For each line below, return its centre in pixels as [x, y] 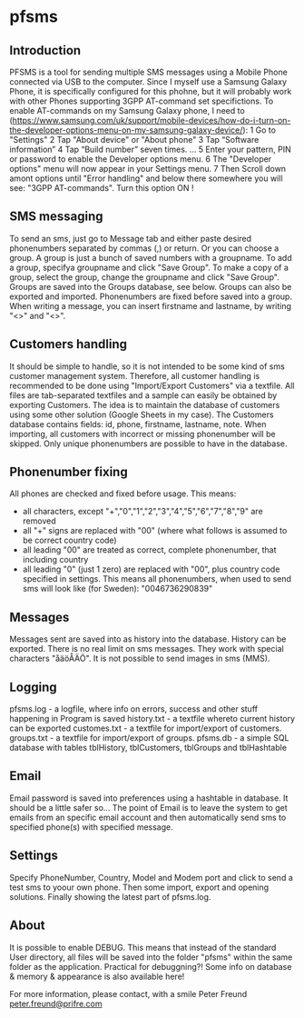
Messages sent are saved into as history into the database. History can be [148, 639]
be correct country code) [69, 540]
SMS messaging [56, 217]
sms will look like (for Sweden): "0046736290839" [118, 589]
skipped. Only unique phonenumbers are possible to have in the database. [148, 444]
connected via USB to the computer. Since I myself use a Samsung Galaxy [148, 82]
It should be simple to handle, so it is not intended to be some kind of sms [147, 366]
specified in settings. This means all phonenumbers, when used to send [157, 579]
